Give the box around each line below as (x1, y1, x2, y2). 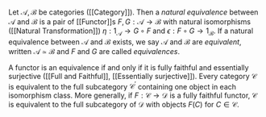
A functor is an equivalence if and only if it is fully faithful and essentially (8, 62, 249, 72)
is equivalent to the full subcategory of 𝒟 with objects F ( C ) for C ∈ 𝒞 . (8, 100, 239, 110)
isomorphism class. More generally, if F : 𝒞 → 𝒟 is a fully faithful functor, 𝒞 (8, 90, 258, 100)
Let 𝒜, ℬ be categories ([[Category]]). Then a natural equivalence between (8, 7, 259, 17)
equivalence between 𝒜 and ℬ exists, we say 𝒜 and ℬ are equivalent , (8, 36, 242, 47)
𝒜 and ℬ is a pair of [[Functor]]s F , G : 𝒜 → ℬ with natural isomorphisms (8, 17, 251, 27)
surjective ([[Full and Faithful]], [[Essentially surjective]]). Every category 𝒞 (8, 71, 257, 81)
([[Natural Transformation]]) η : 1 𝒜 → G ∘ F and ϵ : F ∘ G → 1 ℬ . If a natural (8, 26, 254, 37)
